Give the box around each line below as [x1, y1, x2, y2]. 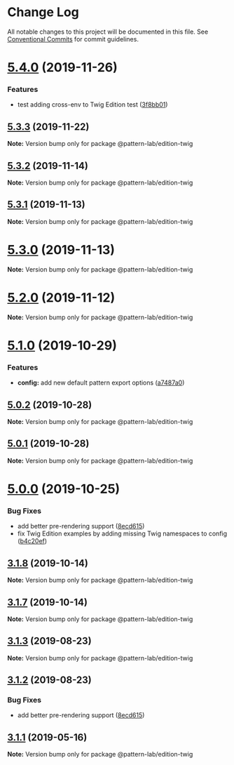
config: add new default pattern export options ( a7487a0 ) [17, 378, 185, 387]
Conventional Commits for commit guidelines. [7, 34, 139, 43]
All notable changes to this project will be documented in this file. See [7, 27, 209, 36]
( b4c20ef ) [17, 537, 48, 545]
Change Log [7, 4, 79, 20]
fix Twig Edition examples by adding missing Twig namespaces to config [17, 529, 228, 538]
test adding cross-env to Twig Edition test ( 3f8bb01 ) [17, 100, 168, 109]
